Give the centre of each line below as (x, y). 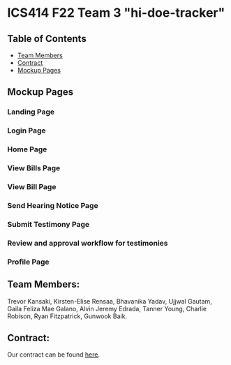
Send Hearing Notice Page (53, 205)
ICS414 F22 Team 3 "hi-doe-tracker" (116, 13)
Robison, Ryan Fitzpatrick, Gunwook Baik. (67, 316)
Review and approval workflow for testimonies (88, 243)
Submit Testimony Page (48, 224)
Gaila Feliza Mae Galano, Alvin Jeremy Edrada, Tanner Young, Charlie (107, 308)
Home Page (27, 149)
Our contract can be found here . (53, 355)
